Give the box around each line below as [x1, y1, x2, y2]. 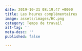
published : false [5, 34, 41, 39]
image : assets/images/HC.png [5, 16, 64, 21]
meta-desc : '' [5, 30, 34, 34]
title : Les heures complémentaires [5, 12, 78, 17]
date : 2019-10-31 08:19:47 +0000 [5, 7, 73, 12]
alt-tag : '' [5, 25, 29, 30]
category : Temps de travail [5, 20, 62, 26]
